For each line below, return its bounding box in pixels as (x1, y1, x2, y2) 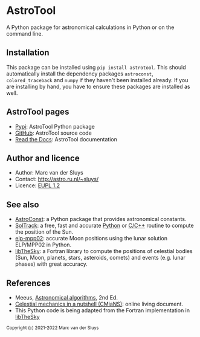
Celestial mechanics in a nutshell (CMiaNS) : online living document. (15, 300, 183, 307)
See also (6, 199, 39, 210)
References (6, 278, 51, 288)
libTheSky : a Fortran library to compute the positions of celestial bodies (15, 248, 193, 255)
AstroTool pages (6, 107, 69, 117)
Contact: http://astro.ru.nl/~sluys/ (15, 176, 99, 183)
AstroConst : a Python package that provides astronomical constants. (15, 216, 187, 223)
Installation (6, 48, 50, 58)
